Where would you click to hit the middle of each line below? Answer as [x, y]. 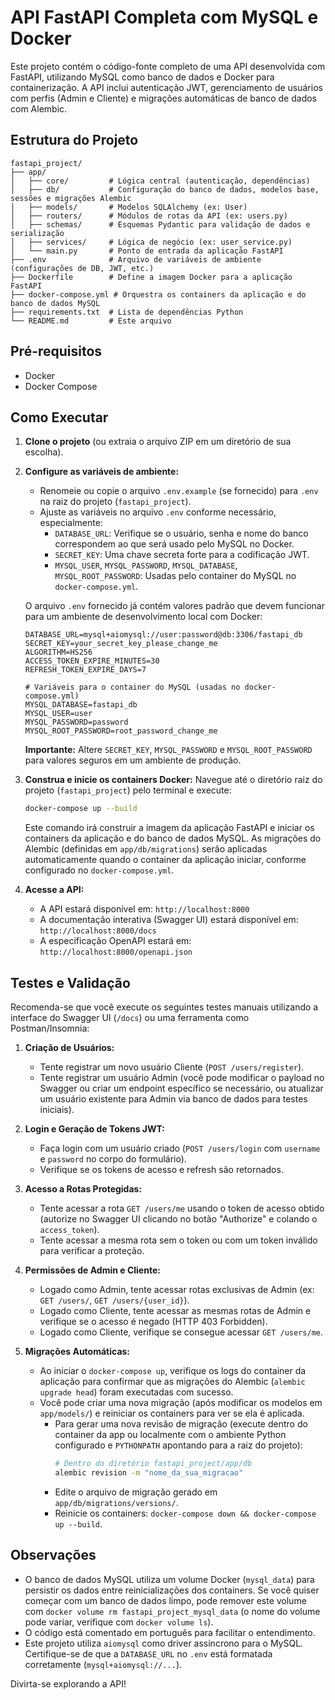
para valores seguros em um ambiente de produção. [133, 760]
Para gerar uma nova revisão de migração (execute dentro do [181, 1424]
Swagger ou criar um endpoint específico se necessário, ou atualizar [181, 1088]
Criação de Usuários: [69, 1048]
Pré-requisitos [56, 351]
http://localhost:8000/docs [98, 931]
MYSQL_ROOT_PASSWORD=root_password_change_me [121, 731]
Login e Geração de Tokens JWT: [95, 1129]
